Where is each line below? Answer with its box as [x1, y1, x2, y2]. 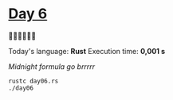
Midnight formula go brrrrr [8, 61, 96, 71]
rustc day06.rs [8, 77, 59, 85]
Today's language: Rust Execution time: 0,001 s [8, 46, 166, 56]
